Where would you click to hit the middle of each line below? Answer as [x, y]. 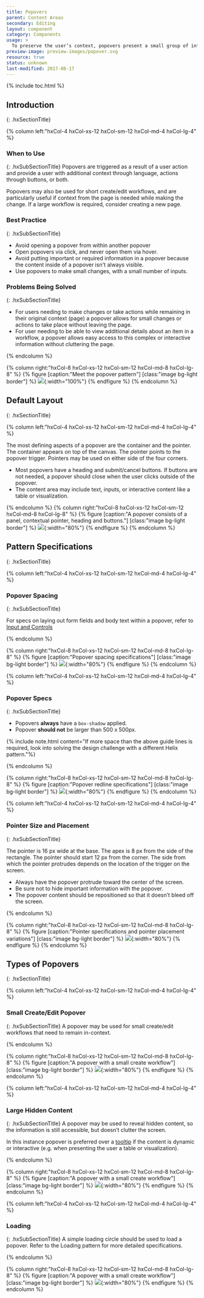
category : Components [34, 35]
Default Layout [35, 401]
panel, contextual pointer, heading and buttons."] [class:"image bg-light [96, 520]
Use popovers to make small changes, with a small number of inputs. [101, 271]
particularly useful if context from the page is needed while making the [95, 198]
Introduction [30, 105]
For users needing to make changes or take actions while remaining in [103, 312]
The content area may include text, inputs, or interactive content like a [102, 489]
